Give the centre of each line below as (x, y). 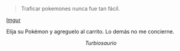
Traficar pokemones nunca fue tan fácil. (70, 9)
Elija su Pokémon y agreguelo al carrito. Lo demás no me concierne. (90, 31)
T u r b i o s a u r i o (101, 43)
